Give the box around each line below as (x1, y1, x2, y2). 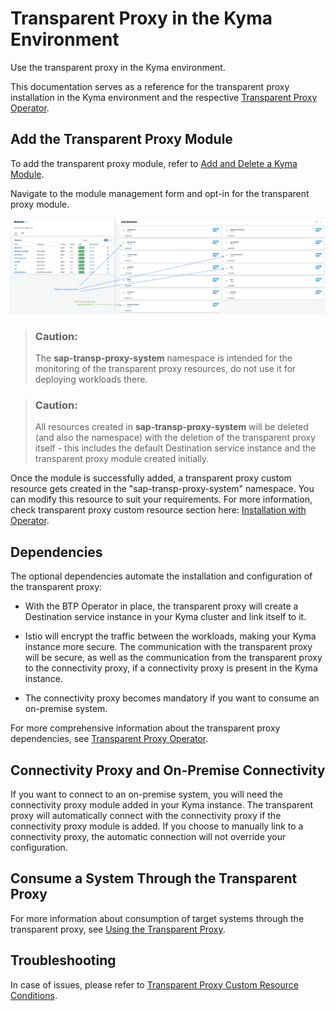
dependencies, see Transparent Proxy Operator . (10, 733, 209, 745)
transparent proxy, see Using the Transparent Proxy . (10, 923, 226, 935)
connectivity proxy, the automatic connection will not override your (10, 831, 287, 843)
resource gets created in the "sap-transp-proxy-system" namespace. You (10, 483, 315, 495)
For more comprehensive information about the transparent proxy (10, 722, 281, 734)
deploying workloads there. (34, 373, 148, 386)
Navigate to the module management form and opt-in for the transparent (10, 187, 310, 199)
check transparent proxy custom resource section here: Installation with (10, 504, 307, 516)
